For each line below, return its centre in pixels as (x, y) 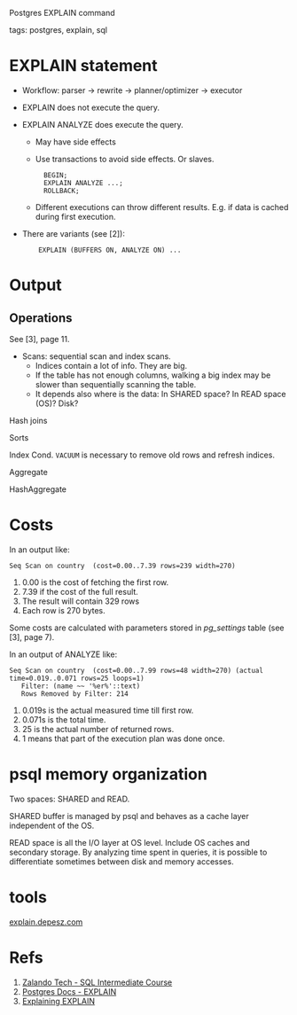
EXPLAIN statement (83, 66)
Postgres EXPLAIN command (62, 13)
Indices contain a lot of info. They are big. (111, 365)
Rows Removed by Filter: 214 (74, 694)
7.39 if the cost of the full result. (80, 591)
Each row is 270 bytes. (63, 610)
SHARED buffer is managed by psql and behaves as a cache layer (129, 816)
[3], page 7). (32, 636)
